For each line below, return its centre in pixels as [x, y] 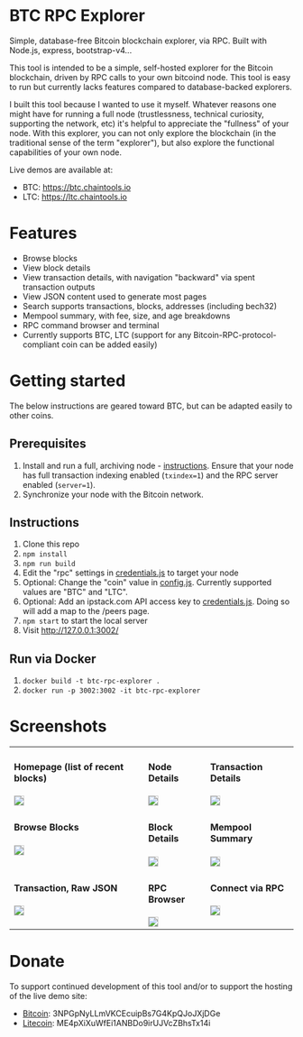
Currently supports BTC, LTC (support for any [107, 335]
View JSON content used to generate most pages [115, 296]
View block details [56, 268]
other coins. [32, 415]
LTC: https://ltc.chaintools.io [75, 197]
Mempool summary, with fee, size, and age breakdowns [126, 316]
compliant [41, 344]
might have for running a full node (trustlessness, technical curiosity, [137, 114]
